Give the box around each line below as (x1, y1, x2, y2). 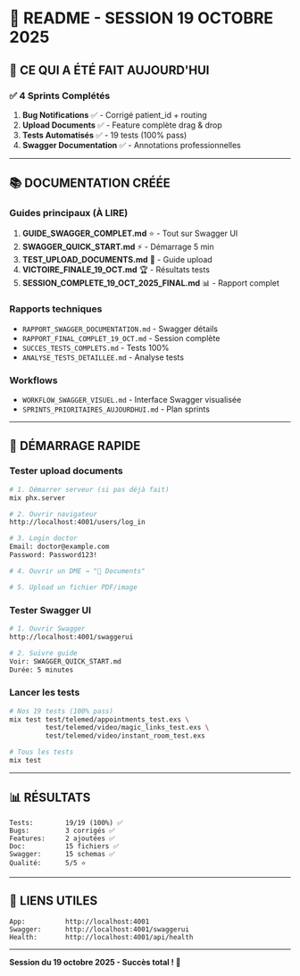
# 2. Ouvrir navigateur (9, 509, 98, 519)
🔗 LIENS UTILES (9, 893, 98, 909)
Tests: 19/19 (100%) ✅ (9, 818, 123, 827)
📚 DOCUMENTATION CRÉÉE (9, 176, 171, 191)
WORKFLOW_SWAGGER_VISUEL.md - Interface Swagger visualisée (21, 395, 242, 405)
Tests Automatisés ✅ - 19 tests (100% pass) (21, 129, 187, 140)
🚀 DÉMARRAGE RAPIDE (9, 438, 141, 454)
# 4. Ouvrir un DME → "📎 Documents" (9, 566, 146, 575)
